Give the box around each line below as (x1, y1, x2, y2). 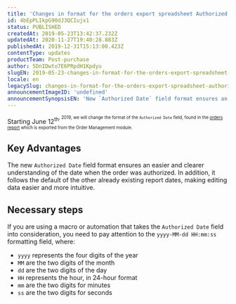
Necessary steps (7, 203, 84, 215)
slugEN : (7, 69, 30, 76)
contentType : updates (7, 50, 71, 57)
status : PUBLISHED (7, 23, 61, 30)
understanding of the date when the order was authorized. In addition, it (7, 168, 216, 177)
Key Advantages (7, 142, 81, 154)
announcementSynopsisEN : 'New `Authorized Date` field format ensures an (7, 96, 228, 103)
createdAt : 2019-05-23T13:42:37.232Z (7, 30, 118, 37)
